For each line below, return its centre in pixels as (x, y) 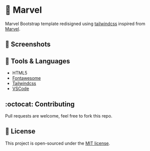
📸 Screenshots (28, 45)
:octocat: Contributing (40, 104)
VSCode (21, 89)
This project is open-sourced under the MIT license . (58, 143)
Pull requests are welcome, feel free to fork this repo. (59, 116)
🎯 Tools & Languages (37, 61)
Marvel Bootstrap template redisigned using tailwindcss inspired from (75, 24)
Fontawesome (26, 78)
